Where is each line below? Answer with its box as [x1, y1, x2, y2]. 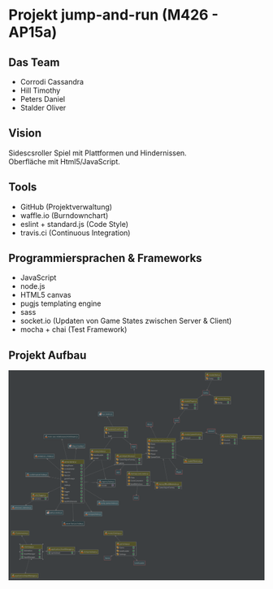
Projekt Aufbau [8, 348, 87, 362]
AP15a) [8, 23, 58, 41]
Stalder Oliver [19, 103, 67, 112]
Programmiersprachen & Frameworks [8, 251, 202, 265]
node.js [19, 281, 46, 291]
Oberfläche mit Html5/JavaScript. [8, 156, 120, 166]
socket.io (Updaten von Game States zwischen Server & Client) [19, 316, 232, 326]
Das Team [8, 55, 60, 69]
